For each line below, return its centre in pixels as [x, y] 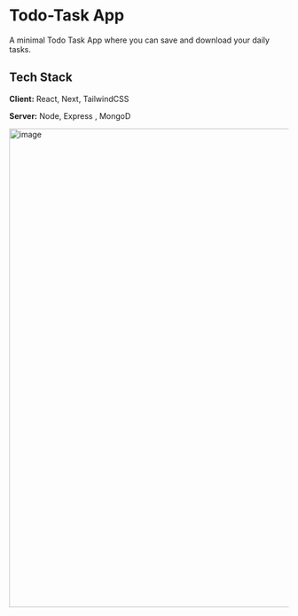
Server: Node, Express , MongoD [70, 115]
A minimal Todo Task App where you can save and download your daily [140, 40]
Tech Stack [41, 78]
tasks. [20, 49]
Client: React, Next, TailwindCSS [69, 99]
